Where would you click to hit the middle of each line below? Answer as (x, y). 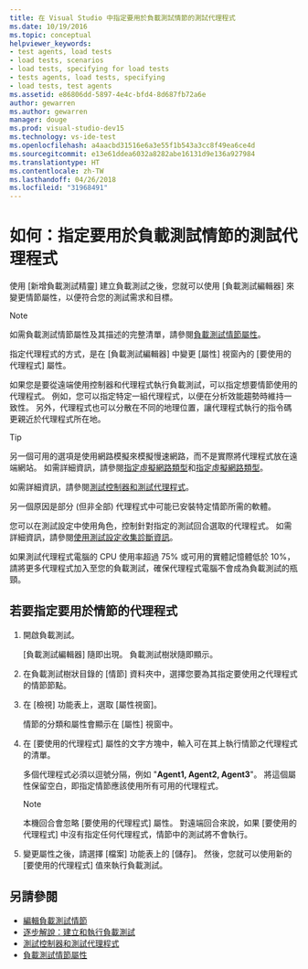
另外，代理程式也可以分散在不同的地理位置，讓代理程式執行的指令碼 (164, 408)
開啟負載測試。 (51, 634)
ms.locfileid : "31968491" (58, 188)
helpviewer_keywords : (51, 43)
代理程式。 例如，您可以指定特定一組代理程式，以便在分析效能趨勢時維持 (147, 396)
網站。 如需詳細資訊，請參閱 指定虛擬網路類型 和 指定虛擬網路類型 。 (142, 468)
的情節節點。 (47, 685)
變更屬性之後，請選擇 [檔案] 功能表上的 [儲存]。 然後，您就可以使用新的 (157, 853)
